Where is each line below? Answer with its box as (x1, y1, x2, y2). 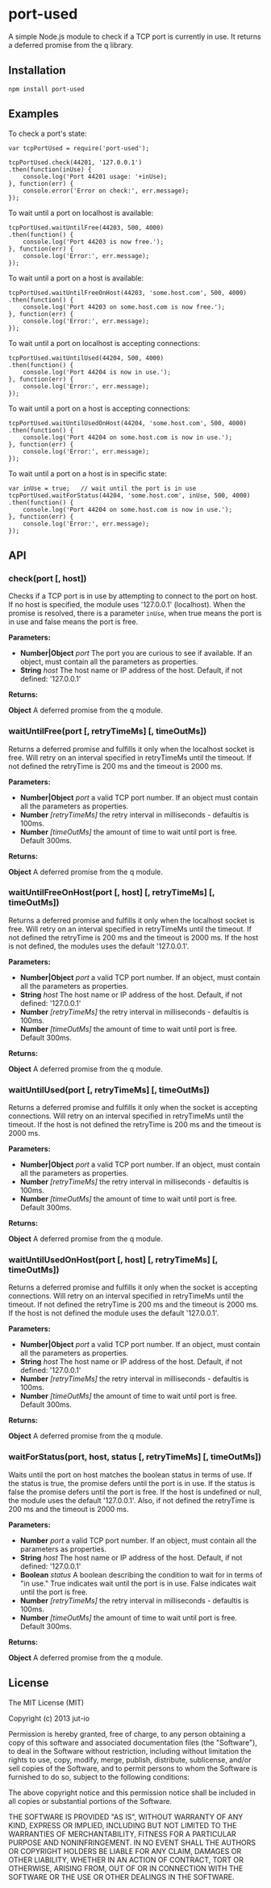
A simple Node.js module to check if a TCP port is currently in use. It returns (8, 32, 261, 41)
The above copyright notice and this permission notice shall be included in (8, 1788, 256, 1797)
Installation (8, 64, 66, 78)
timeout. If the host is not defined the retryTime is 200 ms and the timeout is (8, 1120, 262, 1130)
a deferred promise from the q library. (8, 40, 134, 49)
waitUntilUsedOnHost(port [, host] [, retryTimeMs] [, (8, 1254, 219, 1265)
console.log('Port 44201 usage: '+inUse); (23, 172, 168, 180)
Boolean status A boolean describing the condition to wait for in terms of (19, 1569, 263, 1579)
